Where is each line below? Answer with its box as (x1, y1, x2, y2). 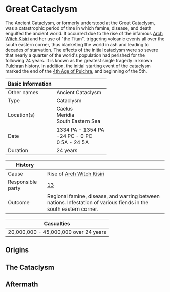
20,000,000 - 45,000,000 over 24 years (8, 228, 106, 235)
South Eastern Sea (56, 117, 101, 124)
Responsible (8, 178, 37, 185)
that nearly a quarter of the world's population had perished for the (5, 52, 145, 58)
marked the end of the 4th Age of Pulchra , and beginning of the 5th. (5, 68, 147, 74)
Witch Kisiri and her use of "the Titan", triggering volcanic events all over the (5, 36, 165, 42)
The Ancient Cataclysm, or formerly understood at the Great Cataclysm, (5, 20, 155, 26)
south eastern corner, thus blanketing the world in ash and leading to (5, 41, 149, 47)
